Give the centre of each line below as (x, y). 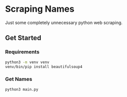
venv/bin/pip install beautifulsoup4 (44, 67)
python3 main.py (22, 89)
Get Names (19, 79)
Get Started (23, 38)
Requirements (22, 52)
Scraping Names (40, 9)
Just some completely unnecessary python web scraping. (64, 23)
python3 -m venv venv (27, 62)
